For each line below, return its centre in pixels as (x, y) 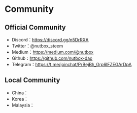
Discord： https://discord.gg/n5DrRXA (50, 40)
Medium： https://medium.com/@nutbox (53, 52)
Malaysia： (23, 105)
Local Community (32, 80)
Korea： (20, 99)
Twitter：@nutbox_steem (37, 46)
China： (20, 93)
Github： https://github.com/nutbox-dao (52, 58)
